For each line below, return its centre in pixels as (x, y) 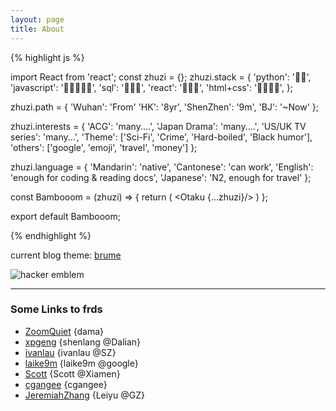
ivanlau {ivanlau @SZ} (70, 352)
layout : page (37, 19)
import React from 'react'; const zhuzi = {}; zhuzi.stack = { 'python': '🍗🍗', (161, 77)
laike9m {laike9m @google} (81, 363)
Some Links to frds (56, 309)
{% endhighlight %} (51, 235)
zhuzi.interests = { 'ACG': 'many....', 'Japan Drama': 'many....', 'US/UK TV (158, 126)
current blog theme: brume (66, 255)
